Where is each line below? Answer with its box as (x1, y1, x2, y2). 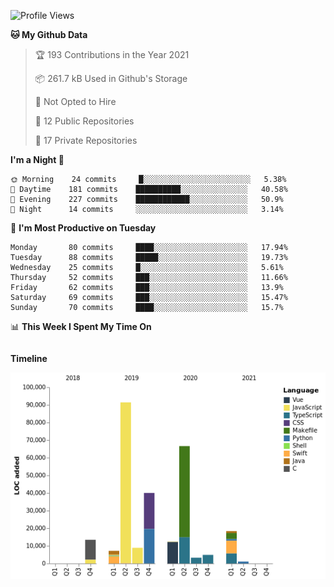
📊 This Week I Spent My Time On (10, 321, 152, 332)
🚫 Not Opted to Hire (34, 96, 117, 107)
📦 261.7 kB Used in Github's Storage (34, 73, 188, 84)
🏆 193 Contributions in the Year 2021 (34, 49, 190, 60)
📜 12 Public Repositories (34, 115, 135, 127)
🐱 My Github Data (10, 29, 88, 40)
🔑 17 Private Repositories (34, 135, 138, 146)
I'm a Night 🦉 (10, 154, 65, 165)
